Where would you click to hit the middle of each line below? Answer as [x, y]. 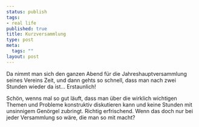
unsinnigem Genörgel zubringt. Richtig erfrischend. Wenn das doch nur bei [100, 111]
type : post [20, 40]
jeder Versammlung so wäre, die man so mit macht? [71, 117]
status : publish [27, 12]
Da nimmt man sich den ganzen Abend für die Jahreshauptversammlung [97, 73]
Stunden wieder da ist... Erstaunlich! [51, 86]
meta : [13, 46]
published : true [27, 29]
